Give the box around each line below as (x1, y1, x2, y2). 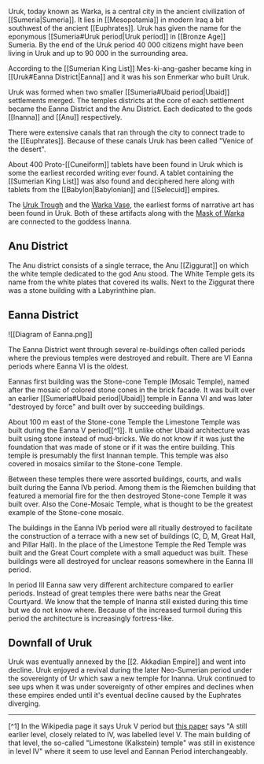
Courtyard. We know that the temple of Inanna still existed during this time (8, 596, 248, 606)
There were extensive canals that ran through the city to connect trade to (8, 128, 245, 137)
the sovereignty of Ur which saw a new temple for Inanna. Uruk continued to (8, 673, 255, 684)
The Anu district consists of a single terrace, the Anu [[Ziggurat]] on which (8, 260, 250, 270)
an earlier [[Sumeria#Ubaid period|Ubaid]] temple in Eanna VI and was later (8, 393, 253, 402)
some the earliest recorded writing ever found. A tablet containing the (8, 169, 234, 177)
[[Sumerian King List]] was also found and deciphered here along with (8, 176, 236, 186)
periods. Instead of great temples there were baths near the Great (8, 588, 222, 598)
